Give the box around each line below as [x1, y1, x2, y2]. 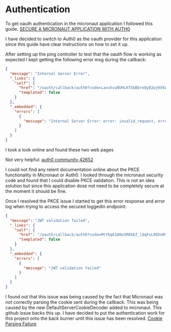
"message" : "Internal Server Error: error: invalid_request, [23, 118, 156, 123]
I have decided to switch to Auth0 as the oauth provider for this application [5, 36, 162, 42]
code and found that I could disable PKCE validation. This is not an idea [5, 177, 155, 183]
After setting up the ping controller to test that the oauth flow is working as [5, 51, 162, 57]
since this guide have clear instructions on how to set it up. [5, 41, 129, 47]
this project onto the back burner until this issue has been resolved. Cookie [5, 315, 163, 321]
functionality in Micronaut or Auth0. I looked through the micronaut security [5, 172, 164, 178]
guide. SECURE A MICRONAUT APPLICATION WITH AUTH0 [5, 25, 131, 32]
